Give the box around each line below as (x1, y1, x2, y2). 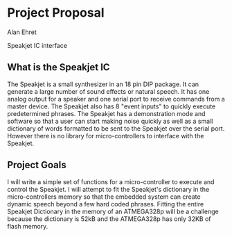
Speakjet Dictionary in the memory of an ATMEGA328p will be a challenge (7, 207, 220, 215)
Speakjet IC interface (7, 41, 68, 49)
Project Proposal (7, 5, 105, 21)
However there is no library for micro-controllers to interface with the (7, 131, 204, 140)
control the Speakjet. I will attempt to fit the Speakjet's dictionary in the (7, 185, 210, 193)
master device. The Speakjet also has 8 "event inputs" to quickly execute (7, 102, 216, 111)
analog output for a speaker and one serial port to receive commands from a (7, 95, 225, 103)
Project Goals (7, 159, 67, 171)
